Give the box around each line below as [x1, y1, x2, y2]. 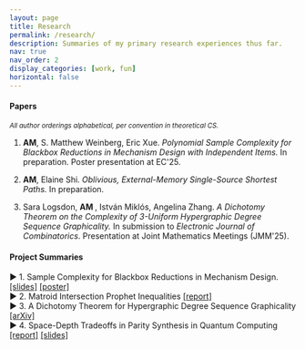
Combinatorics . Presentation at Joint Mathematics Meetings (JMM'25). [22, 230, 290, 241]
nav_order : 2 [9, 56, 59, 65]
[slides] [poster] [9, 282, 70, 293]
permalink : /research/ [9, 30, 96, 39]
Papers [9, 101, 37, 112]
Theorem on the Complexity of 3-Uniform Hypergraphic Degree [22, 210, 262, 221]
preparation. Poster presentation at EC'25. [22, 156, 181, 167]
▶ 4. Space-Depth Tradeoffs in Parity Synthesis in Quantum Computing [9, 320, 278, 331]
